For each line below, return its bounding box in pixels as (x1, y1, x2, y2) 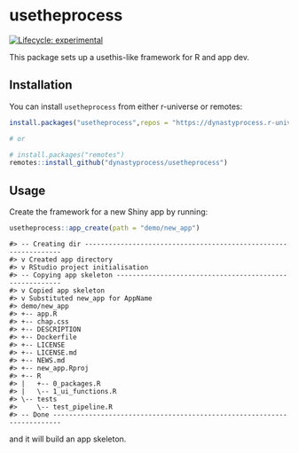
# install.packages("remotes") (9, 150, 125, 160)
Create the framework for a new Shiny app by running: (9, 207, 208, 217)
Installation (9, 77, 73, 93)
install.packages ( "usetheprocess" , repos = (9, 118, 169, 127)
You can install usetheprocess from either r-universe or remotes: (9, 101, 243, 112)
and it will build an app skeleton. (9, 433, 127, 444)
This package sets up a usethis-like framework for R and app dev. (9, 51, 250, 62)
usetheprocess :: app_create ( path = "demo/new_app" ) (9, 223, 200, 233)
